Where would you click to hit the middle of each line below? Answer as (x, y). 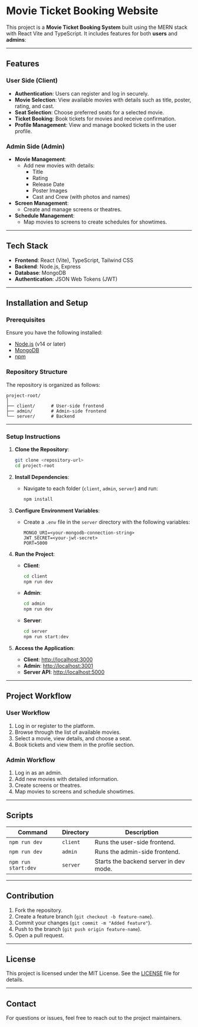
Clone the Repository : (42, 449)
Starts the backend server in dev (140, 861)
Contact (21, 1004)
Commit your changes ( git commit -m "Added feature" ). (83, 923)
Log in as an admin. (38, 772)
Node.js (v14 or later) (40, 344)
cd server (36, 631)
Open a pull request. (39, 935)
